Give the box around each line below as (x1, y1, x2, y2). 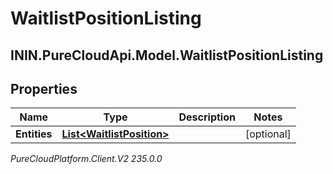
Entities (15, 127, 53, 141)
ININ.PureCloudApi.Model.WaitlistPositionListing (10, 47, 324, 64)
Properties (10, 80, 78, 97)
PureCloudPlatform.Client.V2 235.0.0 (10, 153, 163, 165)
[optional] (244, 127, 292, 141)
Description (178, 110, 236, 124)
